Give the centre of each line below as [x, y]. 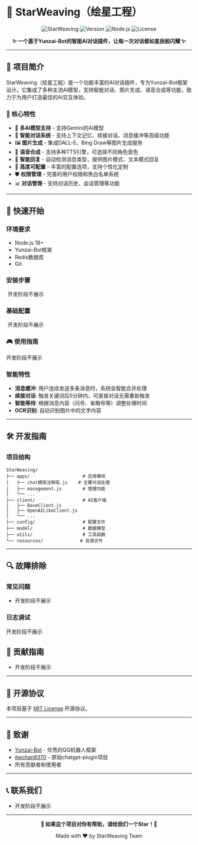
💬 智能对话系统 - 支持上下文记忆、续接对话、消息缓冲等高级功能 [92, 135]
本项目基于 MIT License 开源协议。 [48, 708]
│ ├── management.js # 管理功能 [56, 489]
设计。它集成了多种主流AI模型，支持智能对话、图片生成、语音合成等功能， [96, 90]
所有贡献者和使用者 [38, 765]
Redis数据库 [29, 257]
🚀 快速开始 [25, 211]
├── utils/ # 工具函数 [56, 534]
